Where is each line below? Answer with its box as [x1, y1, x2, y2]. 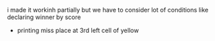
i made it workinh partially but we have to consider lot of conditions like [7, 6, 209, 14]
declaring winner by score [7, 13, 81, 21]
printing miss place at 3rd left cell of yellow [16, 27, 139, 34]
